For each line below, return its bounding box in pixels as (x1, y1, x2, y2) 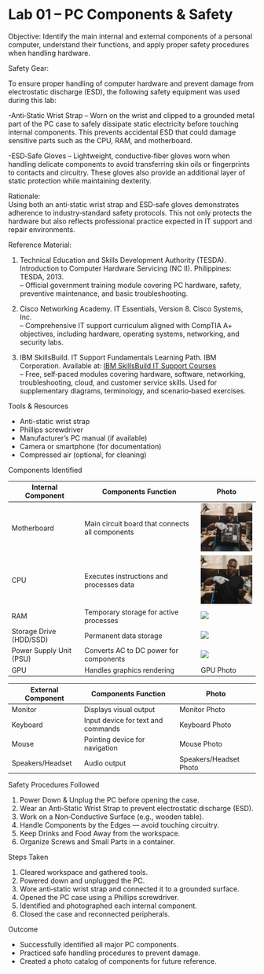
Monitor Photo (179, 704, 225, 714)
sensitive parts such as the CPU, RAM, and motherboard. (8, 135, 192, 145)
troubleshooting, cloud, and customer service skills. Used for (19, 378, 218, 387)
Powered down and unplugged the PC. (19, 876, 145, 886)
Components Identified (8, 465, 82, 474)
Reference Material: (8, 240, 72, 249)
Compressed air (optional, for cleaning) (19, 450, 147, 459)
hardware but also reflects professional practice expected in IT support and (8, 216, 253, 226)
